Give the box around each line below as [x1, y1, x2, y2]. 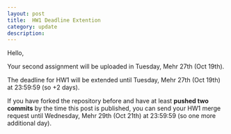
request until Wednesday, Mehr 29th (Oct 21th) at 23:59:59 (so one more [7, 112, 216, 120]
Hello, [7, 49, 24, 57]
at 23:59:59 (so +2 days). [7, 83, 80, 91]
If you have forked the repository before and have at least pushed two [7, 97, 209, 105]
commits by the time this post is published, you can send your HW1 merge [7, 104, 221, 112]
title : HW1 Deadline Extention [7, 17, 101, 24]
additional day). [7, 119, 52, 128]
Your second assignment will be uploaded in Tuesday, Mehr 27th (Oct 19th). [7, 62, 225, 70]
